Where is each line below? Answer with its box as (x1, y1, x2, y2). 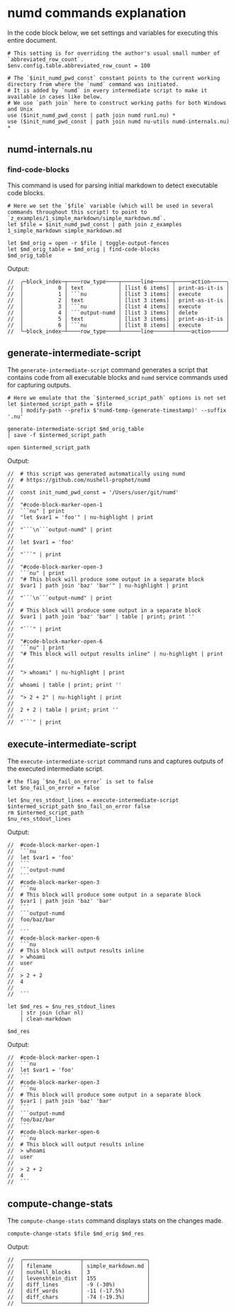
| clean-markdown (20, 1016, 72, 1023)
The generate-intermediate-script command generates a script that (7, 366, 208, 374)
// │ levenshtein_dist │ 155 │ (7, 1275, 151, 1282)
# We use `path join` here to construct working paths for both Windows (7, 99, 227, 106)
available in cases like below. (7, 93, 103, 100)
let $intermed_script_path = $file (7, 401, 113, 408)
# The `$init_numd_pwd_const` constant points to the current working (7, 75, 220, 82)
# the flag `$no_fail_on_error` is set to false (7, 779, 154, 786)
